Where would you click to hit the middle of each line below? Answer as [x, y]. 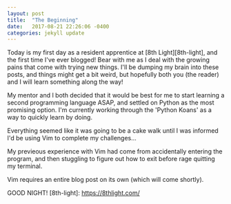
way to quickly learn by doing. [50, 118]
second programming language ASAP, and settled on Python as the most [111, 103]
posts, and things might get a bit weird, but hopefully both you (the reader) [113, 75]
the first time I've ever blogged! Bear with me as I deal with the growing [109, 60]
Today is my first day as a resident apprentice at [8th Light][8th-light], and [112, 53]
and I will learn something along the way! [65, 82]
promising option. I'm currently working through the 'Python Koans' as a [110, 110]
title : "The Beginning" [43, 20]
